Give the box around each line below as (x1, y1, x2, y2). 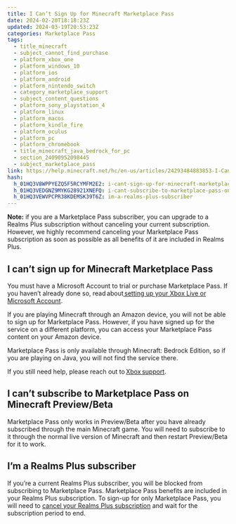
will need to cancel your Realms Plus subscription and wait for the (7, 501, 198, 510)
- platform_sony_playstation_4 (13, 102, 105, 109)
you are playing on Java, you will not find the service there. (7, 353, 178, 362)
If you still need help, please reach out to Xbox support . (7, 367, 166, 376)
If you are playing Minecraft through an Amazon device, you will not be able (7, 310, 226, 319)
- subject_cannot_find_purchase (13, 50, 109, 57)
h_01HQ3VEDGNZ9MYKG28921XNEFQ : (13, 187, 105, 194)
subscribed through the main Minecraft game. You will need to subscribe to (7, 425, 225, 433)
